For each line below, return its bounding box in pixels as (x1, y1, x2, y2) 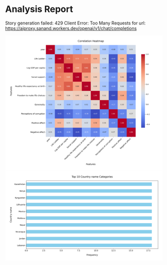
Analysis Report (5, 3, 73, 15)
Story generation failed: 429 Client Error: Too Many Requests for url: (5, 20, 146, 26)
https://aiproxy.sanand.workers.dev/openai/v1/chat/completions (5, 25, 137, 31)
